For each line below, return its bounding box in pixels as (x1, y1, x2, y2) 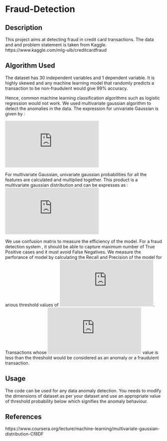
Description (5, 23, 42, 32)
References (5, 413, 42, 421)
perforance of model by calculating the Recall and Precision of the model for (5, 254, 162, 260)
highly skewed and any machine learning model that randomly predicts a (5, 80, 155, 86)
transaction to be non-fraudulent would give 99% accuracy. (5, 85, 128, 91)
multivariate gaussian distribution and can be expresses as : (5, 182, 129, 188)
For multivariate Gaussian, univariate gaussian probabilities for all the (5, 171, 147, 177)
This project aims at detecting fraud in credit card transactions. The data (5, 36, 154, 42)
